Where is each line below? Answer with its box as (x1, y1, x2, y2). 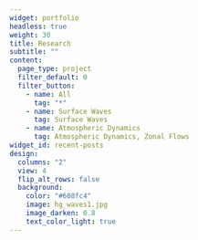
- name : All (26, 89, 71, 99)
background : (17, 183, 64, 193)
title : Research (9, 38, 71, 48)
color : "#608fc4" (26, 192, 92, 201)
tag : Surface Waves (33, 115, 108, 124)
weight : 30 (9, 30, 51, 39)
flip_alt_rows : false (17, 174, 100, 183)
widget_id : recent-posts (9, 141, 104, 150)
